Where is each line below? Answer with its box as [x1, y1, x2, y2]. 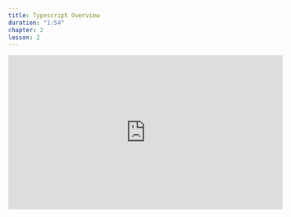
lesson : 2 [8, 33, 41, 42]
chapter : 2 [8, 26, 44, 34]
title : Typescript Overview [8, 11, 100, 20]
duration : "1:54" [8, 19, 65, 27]
